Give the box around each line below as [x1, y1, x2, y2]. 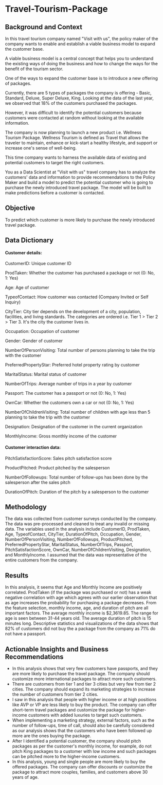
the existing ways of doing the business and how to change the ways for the [5, 61, 158, 66]
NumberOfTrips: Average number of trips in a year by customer [5, 381, 132, 387]
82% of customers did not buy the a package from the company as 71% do [5, 626, 156, 632]
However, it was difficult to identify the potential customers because [5, 110, 142, 115]
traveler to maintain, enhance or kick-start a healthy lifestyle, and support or [5, 140, 158, 146]
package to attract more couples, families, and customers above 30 [12, 769, 148, 775]
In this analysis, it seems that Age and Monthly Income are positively [5, 584, 143, 590]
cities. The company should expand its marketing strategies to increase [12, 686, 156, 692]
